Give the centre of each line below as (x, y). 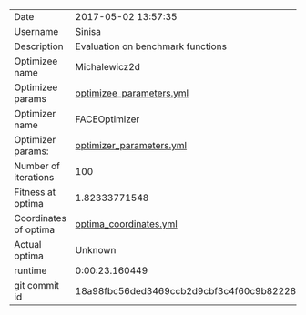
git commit (37, 285)
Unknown (96, 250)
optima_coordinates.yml (126, 224)
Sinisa (88, 31)
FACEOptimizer (107, 119)
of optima (35, 229)
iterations (34, 177)
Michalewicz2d (108, 67)
